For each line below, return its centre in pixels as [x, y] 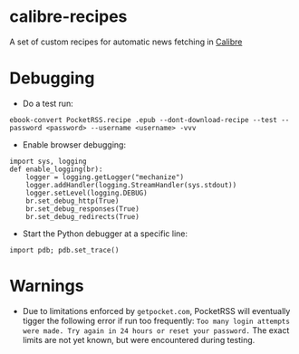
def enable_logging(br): [56, 169]
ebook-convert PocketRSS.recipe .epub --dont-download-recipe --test [144, 120]
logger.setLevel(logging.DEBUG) [87, 193]
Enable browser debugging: [74, 144]
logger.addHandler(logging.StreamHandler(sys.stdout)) [131, 185]
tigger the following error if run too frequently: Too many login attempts [156, 321]
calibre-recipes [68, 17]
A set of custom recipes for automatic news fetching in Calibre [126, 42]
